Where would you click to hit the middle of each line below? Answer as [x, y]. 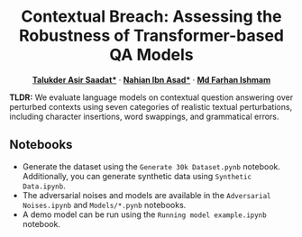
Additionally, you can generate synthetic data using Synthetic [137, 176]
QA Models [151, 55]
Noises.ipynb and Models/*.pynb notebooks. [104, 205]
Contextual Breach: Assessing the [151, 17]
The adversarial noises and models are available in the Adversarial [146, 195]
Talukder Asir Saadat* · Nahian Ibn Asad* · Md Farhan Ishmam [151, 79]
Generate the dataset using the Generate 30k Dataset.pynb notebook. [151, 166]
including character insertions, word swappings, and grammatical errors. [144, 116]
